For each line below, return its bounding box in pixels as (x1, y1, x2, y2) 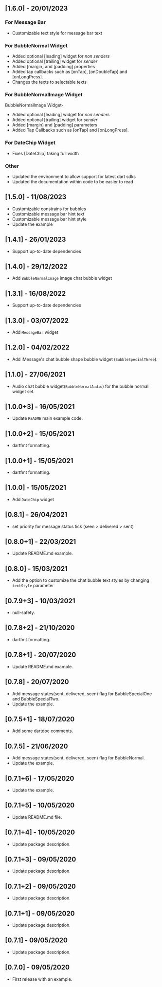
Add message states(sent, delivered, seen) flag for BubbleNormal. (12, 755, 145, 761)
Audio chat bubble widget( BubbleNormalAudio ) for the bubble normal (12, 383, 149, 389)
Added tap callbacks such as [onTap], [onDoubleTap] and (12, 69, 127, 74)
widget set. (12, 388, 35, 394)
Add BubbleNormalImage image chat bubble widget (12, 275, 112, 281)
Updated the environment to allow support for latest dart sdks (12, 173, 136, 179)
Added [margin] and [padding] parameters (12, 122, 97, 128)
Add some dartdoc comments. (12, 728, 73, 734)
